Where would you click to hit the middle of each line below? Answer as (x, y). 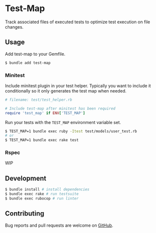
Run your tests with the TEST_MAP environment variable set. (63, 122)
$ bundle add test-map (28, 63)
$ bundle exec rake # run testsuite (42, 194)
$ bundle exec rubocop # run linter (42, 199)
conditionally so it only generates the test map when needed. (66, 91)
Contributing (25, 214)
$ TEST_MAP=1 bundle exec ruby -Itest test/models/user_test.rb (71, 131)
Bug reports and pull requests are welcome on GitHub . (59, 225)
